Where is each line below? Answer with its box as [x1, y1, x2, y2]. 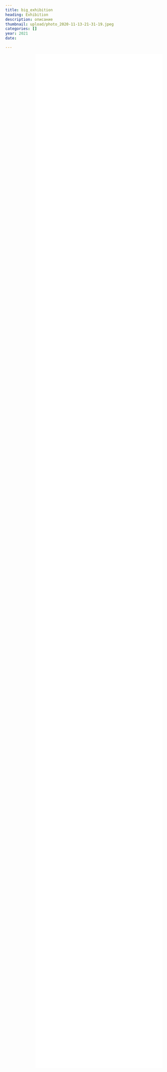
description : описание [5, 17, 53, 22]
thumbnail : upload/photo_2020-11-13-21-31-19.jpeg [5, 21, 114, 27]
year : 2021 [5, 31, 28, 36]
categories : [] [5, 26, 37, 31]
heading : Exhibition [5, 12, 49, 17]
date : [5, 36, 17, 41]
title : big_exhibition [5, 7, 53, 13]
